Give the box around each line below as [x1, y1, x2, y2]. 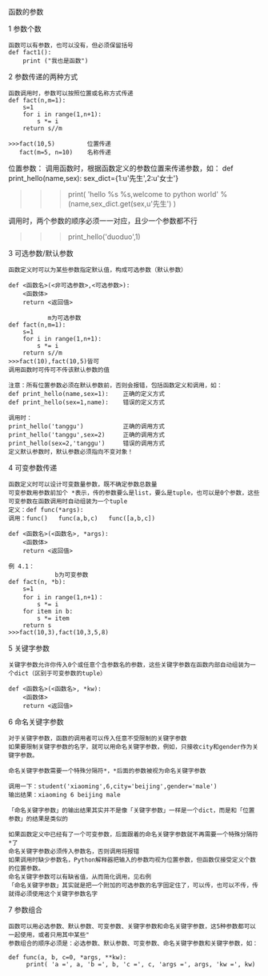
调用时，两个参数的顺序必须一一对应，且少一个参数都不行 [8, 216, 198, 226]
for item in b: [22, 607, 74, 615]
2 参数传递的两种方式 [8, 72, 78, 82]
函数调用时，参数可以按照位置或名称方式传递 [8, 90, 134, 98]
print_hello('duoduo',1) [67, 232, 142, 242]
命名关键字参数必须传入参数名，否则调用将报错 [8, 847, 140, 855]
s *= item [37, 614, 70, 622]
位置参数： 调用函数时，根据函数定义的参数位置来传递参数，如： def [8, 163, 234, 173]
